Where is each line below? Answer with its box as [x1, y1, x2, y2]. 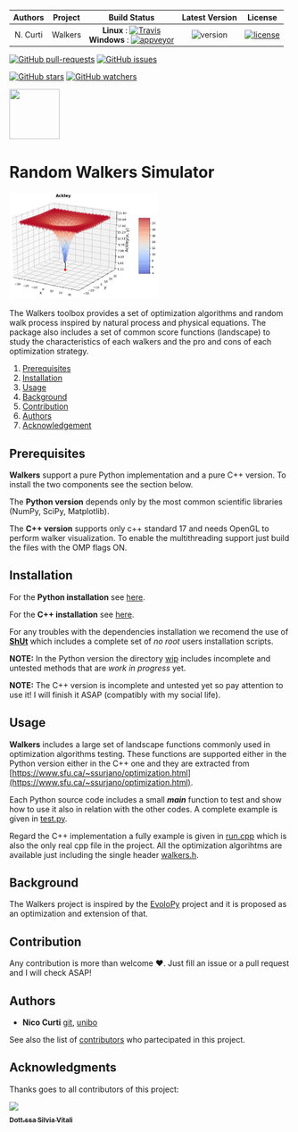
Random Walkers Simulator [9, 162, 215, 183]
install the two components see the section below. [9, 479, 194, 489]
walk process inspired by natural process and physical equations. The [9, 318, 266, 329]
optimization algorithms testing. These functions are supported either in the [9, 748, 287, 759]
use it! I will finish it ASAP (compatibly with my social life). [9, 689, 221, 700]
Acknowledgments [9, 1060, 118, 1076]
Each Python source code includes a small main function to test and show [9, 794, 283, 804]
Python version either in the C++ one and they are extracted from [9, 758, 250, 769]
